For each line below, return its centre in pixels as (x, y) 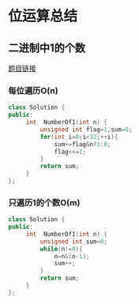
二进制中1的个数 (47, 48)
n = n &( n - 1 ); (72, 256)
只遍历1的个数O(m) (44, 202)
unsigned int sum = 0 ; (74, 242)
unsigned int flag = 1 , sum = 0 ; (86, 129)
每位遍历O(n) (33, 90)
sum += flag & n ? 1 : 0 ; (83, 144)
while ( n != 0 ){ (61, 249)
